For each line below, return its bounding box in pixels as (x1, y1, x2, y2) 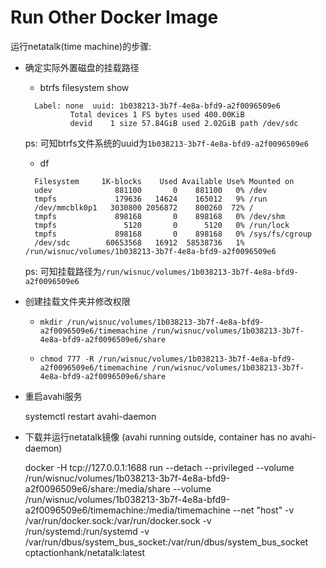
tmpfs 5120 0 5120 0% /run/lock (34, 220, 290, 230)
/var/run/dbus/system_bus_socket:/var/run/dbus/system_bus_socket (24, 536, 309, 548)
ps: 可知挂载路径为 (24, 265, 102, 277)
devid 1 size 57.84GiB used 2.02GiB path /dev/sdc (69, 118, 299, 128)
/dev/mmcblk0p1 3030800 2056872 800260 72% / (34, 202, 254, 213)
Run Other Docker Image (10, 6, 219, 29)
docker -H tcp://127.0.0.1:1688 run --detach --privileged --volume (24, 461, 295, 473)
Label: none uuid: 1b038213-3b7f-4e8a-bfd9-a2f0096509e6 (34, 101, 281, 111)
